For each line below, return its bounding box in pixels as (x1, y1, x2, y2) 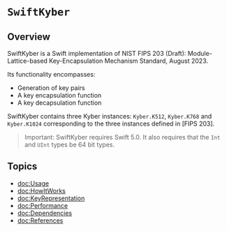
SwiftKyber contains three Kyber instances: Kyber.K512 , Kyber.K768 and (7, 112, 212, 120)
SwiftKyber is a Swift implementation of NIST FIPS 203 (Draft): (7, 50, 186, 57)
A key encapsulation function (17, 91, 102, 99)
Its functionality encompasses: (7, 70, 96, 78)
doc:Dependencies (17, 209, 73, 217)
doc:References (17, 216, 64, 225)
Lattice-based (7, 57, 47, 65)
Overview (7, 31, 51, 43)
